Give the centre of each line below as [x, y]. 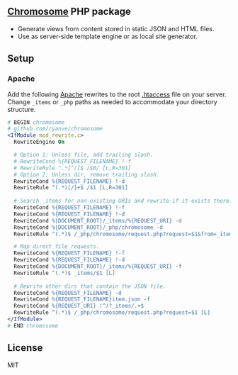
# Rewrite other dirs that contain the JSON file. [90, 286]
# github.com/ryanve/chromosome [55, 129]
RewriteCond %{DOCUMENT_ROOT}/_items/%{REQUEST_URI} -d [98, 220]
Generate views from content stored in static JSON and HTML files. [116, 28]
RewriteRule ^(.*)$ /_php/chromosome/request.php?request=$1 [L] [112, 313]
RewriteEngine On [39, 142]
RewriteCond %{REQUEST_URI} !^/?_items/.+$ [79, 306]
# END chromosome [33, 325]
